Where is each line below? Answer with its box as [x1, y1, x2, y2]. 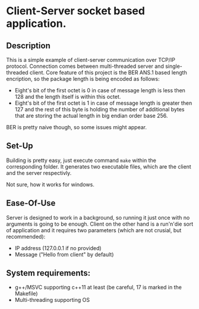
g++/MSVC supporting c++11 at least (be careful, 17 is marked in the [14, 284, 182, 291]
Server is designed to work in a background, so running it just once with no [6, 214, 190, 221]
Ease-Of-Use [6, 198, 56, 208]
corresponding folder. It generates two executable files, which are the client [6, 163, 191, 170]
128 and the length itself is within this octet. [14, 93, 121, 100]
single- [165, 63, 183, 70]
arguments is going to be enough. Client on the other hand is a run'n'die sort [6, 220, 194, 227]
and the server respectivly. [6, 169, 72, 176]
